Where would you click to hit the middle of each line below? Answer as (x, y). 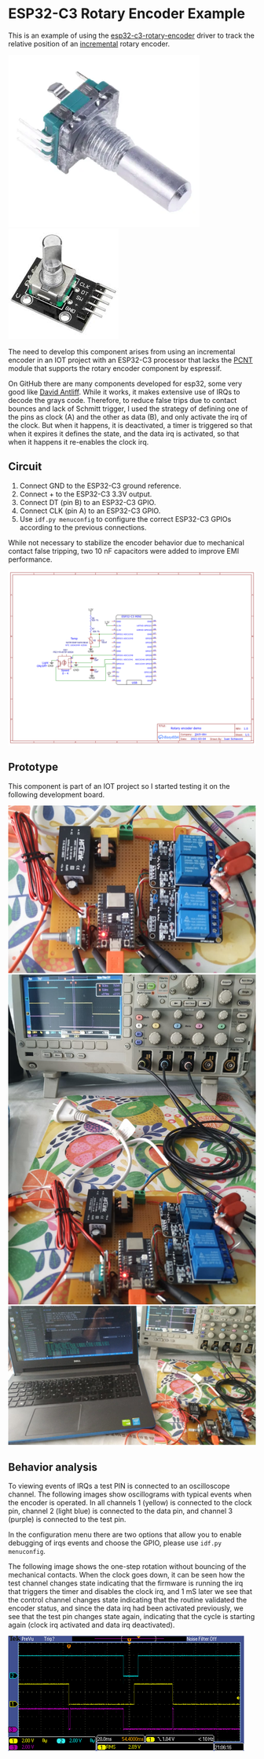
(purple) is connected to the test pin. (67, 1519)
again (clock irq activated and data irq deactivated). (92, 1625)
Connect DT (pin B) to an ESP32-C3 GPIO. (88, 502)
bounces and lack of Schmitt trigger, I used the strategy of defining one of (128, 409)
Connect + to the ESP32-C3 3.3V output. (86, 494)
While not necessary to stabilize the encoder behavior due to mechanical (126, 542)
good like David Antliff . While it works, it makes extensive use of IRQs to (124, 392)
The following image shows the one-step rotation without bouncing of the (127, 1567)
